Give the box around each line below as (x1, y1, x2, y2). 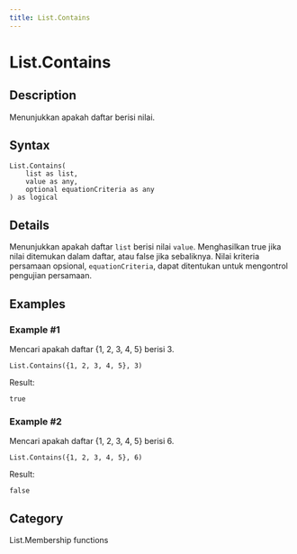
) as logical (9, 193, 58, 203)
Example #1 (9, 323, 60, 336)
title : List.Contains (9, 13, 91, 23)
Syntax (9, 138, 50, 153)
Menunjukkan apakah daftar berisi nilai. (9, 112, 156, 123)
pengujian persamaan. (9, 270, 93, 281)
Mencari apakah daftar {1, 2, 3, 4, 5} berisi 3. (9, 343, 175, 354)
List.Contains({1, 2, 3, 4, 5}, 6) (9, 453, 143, 462)
